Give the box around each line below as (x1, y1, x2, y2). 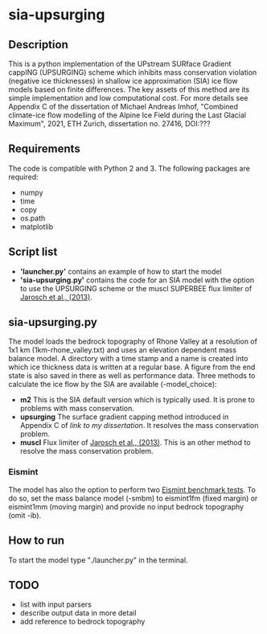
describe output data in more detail (19, 608, 137, 618)
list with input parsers (19, 599, 92, 609)
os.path (19, 213, 46, 223)
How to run (8, 533, 65, 548)
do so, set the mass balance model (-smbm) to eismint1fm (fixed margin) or (8, 493, 258, 503)
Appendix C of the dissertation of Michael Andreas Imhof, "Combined (8, 102, 239, 111)
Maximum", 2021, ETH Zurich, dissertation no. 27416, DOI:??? (8, 119, 211, 128)
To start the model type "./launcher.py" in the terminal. (8, 555, 188, 565)
